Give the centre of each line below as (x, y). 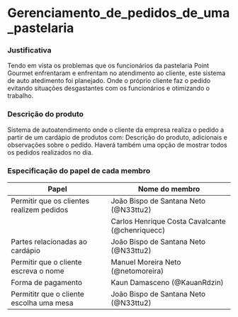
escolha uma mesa (42, 303)
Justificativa (29, 50)
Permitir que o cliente (46, 262)
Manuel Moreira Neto (146, 262)
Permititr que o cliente (48, 294)
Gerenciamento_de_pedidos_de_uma (119, 13)
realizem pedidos (40, 210)
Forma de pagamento (47, 283)
